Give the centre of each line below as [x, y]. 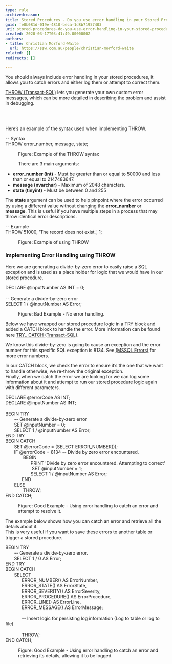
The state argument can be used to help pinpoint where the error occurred [84, 200]
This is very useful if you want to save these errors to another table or [79, 532]
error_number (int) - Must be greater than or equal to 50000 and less [86, 174]
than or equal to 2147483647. [44, 179]
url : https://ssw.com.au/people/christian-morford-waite [72, 48]
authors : [15, 39]
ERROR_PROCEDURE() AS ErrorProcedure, [67, 596]
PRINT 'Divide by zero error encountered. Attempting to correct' [98, 463]
